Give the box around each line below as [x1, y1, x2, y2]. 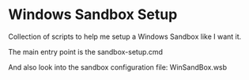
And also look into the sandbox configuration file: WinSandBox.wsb [8, 62, 228, 72]
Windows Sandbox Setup [8, 6, 178, 24]
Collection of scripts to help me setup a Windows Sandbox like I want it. [8, 32, 242, 41]
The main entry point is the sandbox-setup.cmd [8, 47, 164, 56]
